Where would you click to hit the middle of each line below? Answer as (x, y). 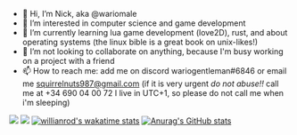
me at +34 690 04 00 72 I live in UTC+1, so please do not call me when (153, 93)
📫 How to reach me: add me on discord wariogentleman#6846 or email (154, 71)
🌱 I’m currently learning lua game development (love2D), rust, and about (155, 32)
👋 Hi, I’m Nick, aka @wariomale (79, 14)
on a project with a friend (68, 61)
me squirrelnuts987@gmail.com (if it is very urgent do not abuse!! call (150, 83)
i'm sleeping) (46, 103)
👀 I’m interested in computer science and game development (134, 23)
